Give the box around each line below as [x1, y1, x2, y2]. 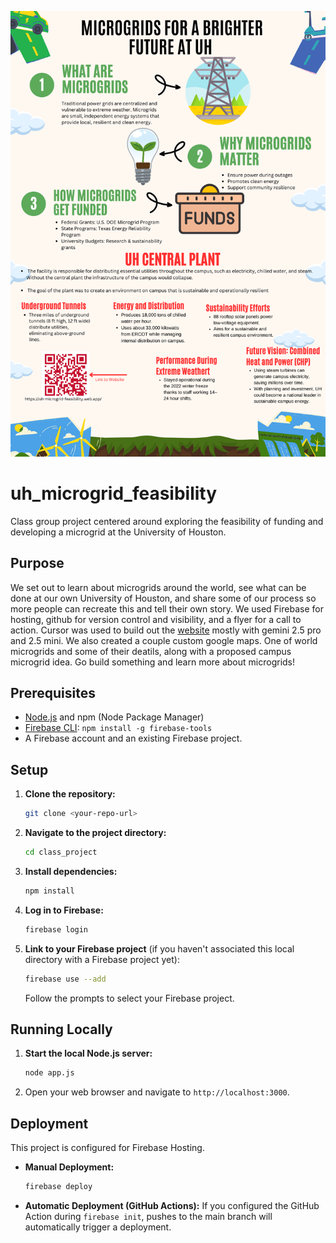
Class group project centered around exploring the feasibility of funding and [10, 515, 324, 527]
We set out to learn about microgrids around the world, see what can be [10, 581, 307, 593]
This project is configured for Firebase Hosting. [10, 1142, 205, 1154]
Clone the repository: [24, 788, 116, 800]
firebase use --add [24, 974, 107, 984]
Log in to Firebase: [24, 904, 104, 916]
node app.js [24, 1068, 75, 1078]
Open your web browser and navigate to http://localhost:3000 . [24, 1086, 290, 1098]
